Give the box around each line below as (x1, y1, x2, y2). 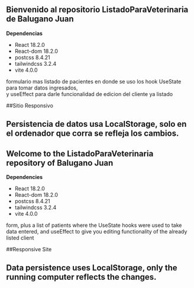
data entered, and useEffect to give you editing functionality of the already (6, 228, 187, 235)
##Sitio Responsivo (6, 102, 53, 109)
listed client (6, 234, 34, 242)
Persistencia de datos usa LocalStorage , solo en (6, 119, 187, 129)
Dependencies (6, 174, 43, 181)
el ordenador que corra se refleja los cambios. (6, 129, 179, 139)
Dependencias (6, 30, 43, 37)
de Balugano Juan (6, 14, 74, 24)
